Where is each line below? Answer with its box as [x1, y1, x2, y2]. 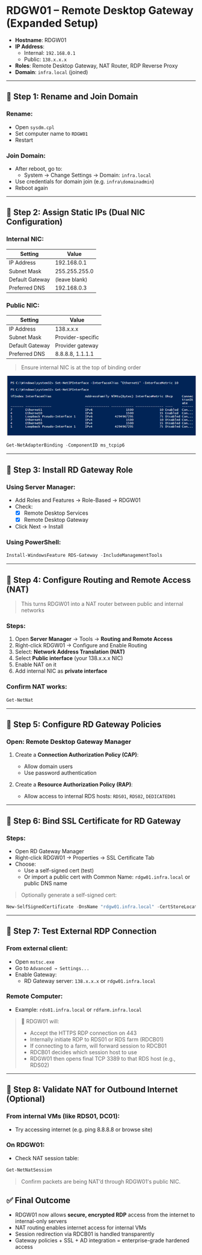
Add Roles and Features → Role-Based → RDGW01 [14, 497, 141, 504]
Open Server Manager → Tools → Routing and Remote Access [14, 635, 173, 643]
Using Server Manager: [6, 483, 76, 491]
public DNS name [23, 879, 67, 887]
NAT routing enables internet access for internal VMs [14, 1224, 147, 1231]
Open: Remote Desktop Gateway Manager [6, 737, 132, 746]
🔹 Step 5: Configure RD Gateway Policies [6, 719, 162, 729]
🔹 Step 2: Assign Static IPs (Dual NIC [6, 208, 145, 218]
